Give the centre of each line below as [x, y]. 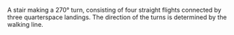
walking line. [25, 24]
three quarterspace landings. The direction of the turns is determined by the [117, 17]
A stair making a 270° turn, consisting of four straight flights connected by [115, 10]
